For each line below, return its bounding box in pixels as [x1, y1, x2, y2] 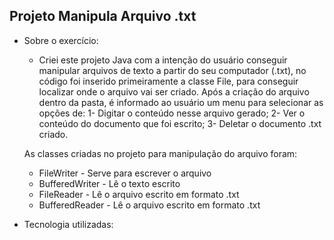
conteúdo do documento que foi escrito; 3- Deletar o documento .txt [38, 117, 322, 129]
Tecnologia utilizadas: [23, 218, 114, 230]
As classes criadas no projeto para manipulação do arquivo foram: [23, 147, 298, 159]
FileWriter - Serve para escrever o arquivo [38, 167, 212, 179]
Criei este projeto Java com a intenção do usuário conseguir [38, 54, 288, 66]
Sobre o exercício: [23, 34, 99, 46]
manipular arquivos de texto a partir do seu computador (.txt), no [38, 64, 307, 76]
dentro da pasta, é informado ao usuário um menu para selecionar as [38, 96, 324, 108]
